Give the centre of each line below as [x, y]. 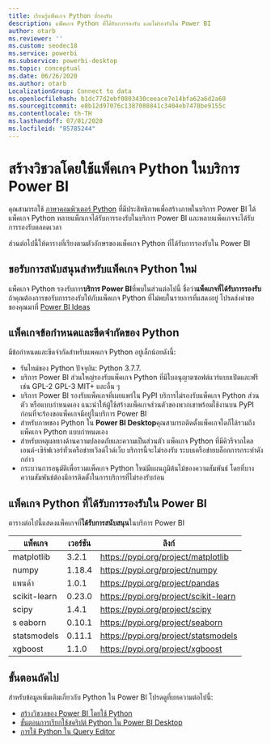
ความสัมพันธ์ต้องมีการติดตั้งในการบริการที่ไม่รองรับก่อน [92, 477]
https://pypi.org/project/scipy [156, 610]
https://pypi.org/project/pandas [160, 583]
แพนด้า [23, 583]
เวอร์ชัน [80, 543]
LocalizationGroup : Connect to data [70, 91]
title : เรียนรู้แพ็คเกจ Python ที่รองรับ [60, 16]
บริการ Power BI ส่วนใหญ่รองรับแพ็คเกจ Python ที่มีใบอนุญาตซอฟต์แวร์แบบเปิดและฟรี [139, 378]
